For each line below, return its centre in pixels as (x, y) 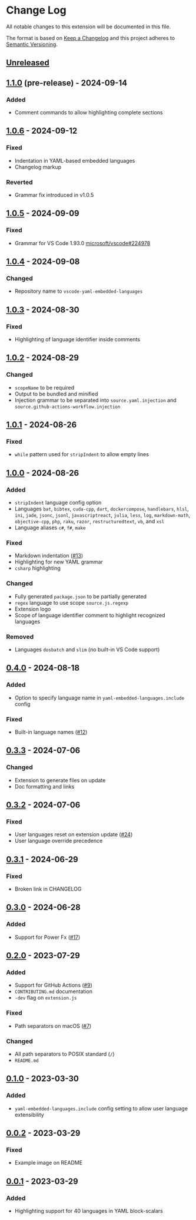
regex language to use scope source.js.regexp (72, 602)
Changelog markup (38, 167)
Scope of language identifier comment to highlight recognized (90, 615)
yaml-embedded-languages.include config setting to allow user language (101, 1108)
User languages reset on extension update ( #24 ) (74, 835)
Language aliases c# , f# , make (50, 527)
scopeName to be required (44, 387)
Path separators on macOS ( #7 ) (53, 1026)
